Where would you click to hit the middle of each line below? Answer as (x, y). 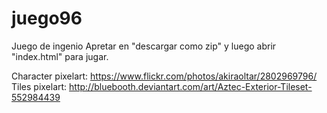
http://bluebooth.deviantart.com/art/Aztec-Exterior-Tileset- (191, 86)
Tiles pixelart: (39, 86)
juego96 (47, 18)
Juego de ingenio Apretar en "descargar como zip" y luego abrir (144, 46)
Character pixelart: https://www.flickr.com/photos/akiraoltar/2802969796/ (164, 76)
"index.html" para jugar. (60, 56)
